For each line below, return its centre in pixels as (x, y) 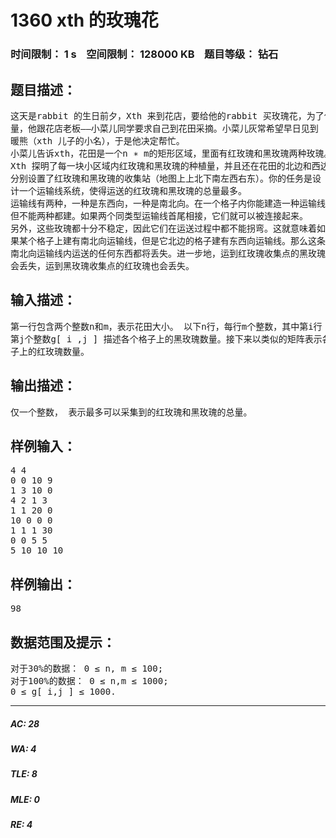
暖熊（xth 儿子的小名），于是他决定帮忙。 (97, 140)
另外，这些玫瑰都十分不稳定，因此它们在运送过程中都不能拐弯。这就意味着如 (168, 228)
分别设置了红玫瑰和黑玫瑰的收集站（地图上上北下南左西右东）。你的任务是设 (166, 178)
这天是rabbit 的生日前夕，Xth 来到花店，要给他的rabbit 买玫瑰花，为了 (167, 115)
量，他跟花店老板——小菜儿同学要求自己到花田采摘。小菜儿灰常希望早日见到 (164, 128)
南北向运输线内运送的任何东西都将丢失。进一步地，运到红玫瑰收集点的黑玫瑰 (168, 253)
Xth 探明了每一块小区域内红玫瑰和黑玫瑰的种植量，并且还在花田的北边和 (161, 165)
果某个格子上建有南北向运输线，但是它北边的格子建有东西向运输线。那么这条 (168, 240)
